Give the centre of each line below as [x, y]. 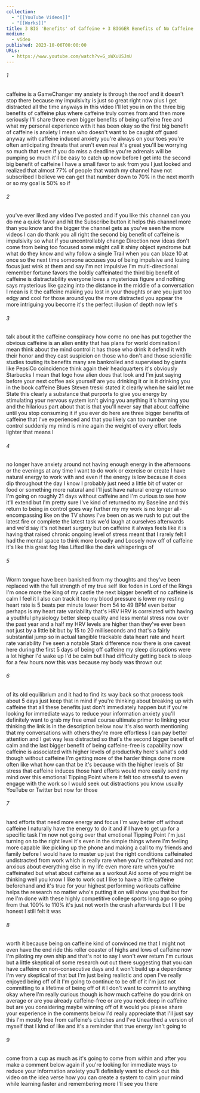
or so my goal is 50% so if [38, 183]
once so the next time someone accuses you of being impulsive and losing [98, 260]
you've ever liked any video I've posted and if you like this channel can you [98, 216]
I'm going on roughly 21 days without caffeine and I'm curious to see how [96, 496]
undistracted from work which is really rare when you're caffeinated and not [100, 861]
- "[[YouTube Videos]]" [41, 17]
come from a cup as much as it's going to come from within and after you [96, 1058]
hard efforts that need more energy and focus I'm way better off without [95, 822]
